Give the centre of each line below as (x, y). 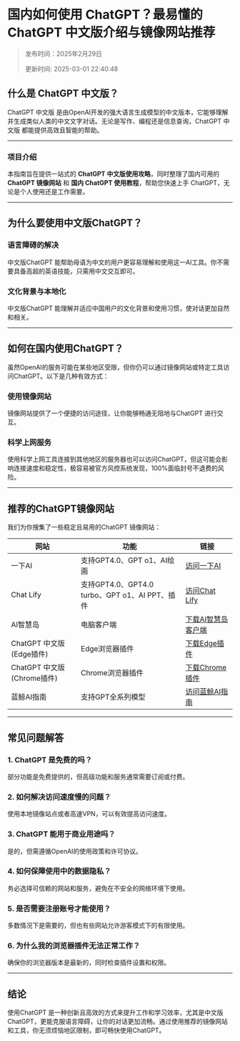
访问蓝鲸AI (203, 692)
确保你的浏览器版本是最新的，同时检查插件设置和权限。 (89, 962)
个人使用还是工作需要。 (54, 192)
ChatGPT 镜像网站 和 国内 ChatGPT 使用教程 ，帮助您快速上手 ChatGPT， (115, 183)
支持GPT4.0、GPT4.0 (117, 584)
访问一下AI (203, 566)
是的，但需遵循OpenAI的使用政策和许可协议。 (75, 851)
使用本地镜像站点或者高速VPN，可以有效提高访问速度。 (89, 814)
